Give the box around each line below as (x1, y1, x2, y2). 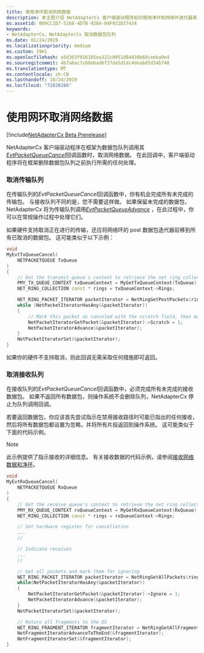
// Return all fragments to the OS (17, 619, 107, 625)
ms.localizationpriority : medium (6, 43, 91, 49)
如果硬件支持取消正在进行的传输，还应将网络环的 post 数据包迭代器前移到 (6, 226, 191, 234)
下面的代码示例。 (6, 428, 49, 436)
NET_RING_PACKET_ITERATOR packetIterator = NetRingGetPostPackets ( (17, 296, 191, 303)
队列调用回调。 (16, 400, 55, 408)
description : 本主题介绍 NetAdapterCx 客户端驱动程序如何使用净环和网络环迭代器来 (6, 15, 197, 21)
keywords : (6, 26, 32, 32)
